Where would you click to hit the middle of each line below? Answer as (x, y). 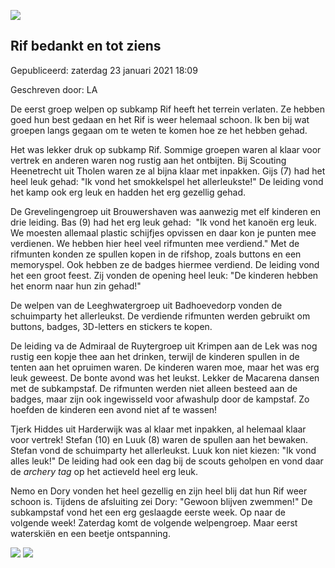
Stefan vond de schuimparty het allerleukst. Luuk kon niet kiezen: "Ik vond (163, 450)
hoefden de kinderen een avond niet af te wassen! (114, 409)
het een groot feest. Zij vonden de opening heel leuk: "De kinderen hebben (164, 275)
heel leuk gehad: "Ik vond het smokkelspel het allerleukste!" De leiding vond (167, 181)
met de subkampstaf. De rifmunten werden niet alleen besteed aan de (154, 388)
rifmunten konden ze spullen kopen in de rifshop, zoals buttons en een (156, 254)
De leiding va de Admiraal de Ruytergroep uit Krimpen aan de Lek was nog (164, 346)
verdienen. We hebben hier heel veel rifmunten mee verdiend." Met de (155, 243)
